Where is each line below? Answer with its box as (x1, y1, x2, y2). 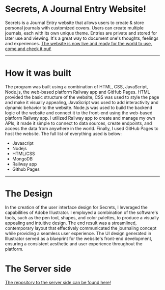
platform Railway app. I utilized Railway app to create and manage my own (5, 115, 156, 121)
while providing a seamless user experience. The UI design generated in (5, 230, 151, 236)
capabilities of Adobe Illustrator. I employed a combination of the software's (5, 210, 158, 215)
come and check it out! (5, 46, 52, 52)
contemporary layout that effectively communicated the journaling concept (5, 225, 157, 231)
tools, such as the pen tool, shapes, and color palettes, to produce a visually (5, 214, 159, 220)
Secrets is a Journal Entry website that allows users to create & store (5, 20, 144, 26)
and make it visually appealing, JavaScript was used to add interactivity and (5, 99, 159, 105)
